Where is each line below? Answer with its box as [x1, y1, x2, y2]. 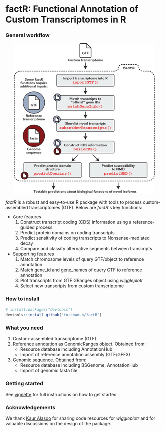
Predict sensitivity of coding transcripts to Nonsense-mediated [20, 235, 150, 241]
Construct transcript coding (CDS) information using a [20, 219, 132, 225]
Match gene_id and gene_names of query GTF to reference [20, 267, 142, 273]
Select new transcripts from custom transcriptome [20, 283, 124, 289]
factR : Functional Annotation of [5, 3, 139, 15]
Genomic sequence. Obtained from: [12, 357, 87, 363]
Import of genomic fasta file [20, 368, 78, 374]
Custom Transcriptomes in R [5, 14, 126, 25]
